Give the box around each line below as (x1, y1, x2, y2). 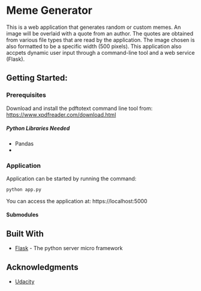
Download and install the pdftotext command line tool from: (6, 105, 153, 112)
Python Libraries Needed (6, 124, 70, 132)
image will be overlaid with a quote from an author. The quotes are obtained (6, 29, 194, 37)
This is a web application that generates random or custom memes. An (6, 23, 181, 31)
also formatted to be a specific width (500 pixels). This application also (6, 43, 182, 50)
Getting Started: (6, 73, 68, 83)
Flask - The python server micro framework (14, 245, 123, 252)
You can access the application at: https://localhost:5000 (6, 197, 148, 204)
